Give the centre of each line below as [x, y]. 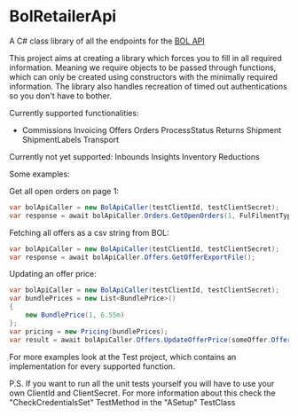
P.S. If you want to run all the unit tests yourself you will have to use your [142, 383]
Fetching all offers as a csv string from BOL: [90, 232]
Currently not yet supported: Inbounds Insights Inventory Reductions [134, 156]
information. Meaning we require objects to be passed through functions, [143, 67]
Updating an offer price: [53, 274]
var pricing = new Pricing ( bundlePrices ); [89, 331]
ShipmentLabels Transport [71, 139]
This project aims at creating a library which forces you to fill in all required [145, 58]
